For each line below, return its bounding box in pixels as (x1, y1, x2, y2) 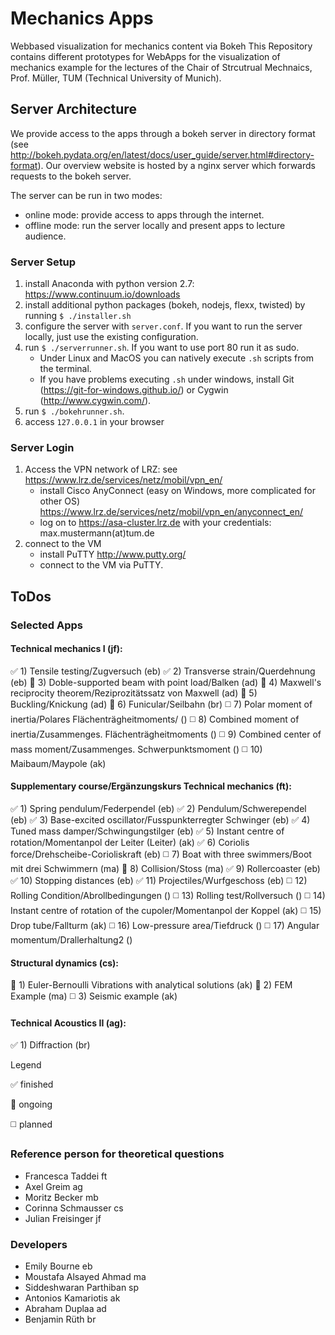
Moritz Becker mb (24, 1191, 99, 1203)
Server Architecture (10, 101, 137, 118)
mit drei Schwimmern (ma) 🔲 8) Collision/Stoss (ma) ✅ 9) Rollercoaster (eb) (10, 863, 321, 875)
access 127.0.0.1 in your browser (24, 416, 165, 428)
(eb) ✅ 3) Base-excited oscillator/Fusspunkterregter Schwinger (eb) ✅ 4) (10, 814, 311, 826)
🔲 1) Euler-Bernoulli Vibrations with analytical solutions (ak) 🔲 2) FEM (10, 979, 293, 991)
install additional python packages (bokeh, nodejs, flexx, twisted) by (24, 299, 306, 311)
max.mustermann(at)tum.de (39, 527, 155, 539)
